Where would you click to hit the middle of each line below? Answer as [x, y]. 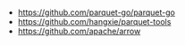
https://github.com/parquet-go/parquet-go [97, 12]
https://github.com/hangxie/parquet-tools [94, 22]
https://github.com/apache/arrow [79, 31]
